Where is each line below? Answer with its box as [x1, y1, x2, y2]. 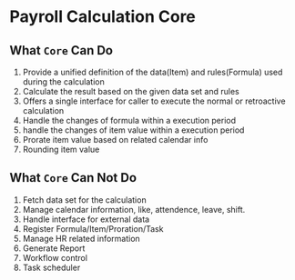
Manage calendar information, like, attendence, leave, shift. [22, 204, 246, 215]
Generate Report [22, 243, 86, 254]
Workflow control [22, 252, 88, 263]
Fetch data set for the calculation [22, 194, 147, 205]
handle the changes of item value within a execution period [22, 125, 245, 135]
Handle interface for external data [22, 214, 150, 225]
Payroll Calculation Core [9, 6, 196, 27]
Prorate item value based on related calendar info [22, 135, 209, 145]
